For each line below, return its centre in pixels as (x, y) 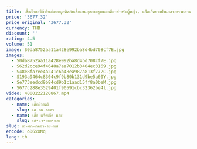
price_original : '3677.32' (39, 22)
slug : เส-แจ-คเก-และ (38, 121)
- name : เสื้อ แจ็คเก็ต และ (37, 115)
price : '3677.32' (27, 17)
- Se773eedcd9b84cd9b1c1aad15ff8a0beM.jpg (64, 83)
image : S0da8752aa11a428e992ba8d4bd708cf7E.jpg (65, 50)
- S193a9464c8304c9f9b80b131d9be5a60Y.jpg (64, 77)
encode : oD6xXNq (26, 132)
